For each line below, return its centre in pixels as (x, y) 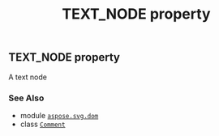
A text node (28, 77)
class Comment (43, 124)
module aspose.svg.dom (59, 115)
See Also (26, 98)
